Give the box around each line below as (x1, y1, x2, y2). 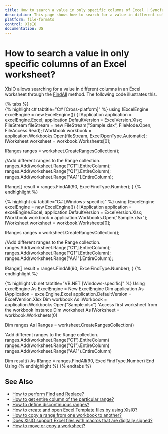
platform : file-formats (5, 17, 55, 22)
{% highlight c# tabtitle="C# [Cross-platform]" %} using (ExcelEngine (5, 106, 149, 112)
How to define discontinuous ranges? (12, 401, 90, 407)
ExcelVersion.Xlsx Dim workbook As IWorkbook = (5, 296, 107, 302)
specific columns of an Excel (5, 58, 127, 70)
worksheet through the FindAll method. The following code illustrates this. (5, 91, 157, 97)
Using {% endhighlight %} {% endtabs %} (5, 363, 91, 369)
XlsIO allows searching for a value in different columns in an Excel (5, 86, 141, 92)
